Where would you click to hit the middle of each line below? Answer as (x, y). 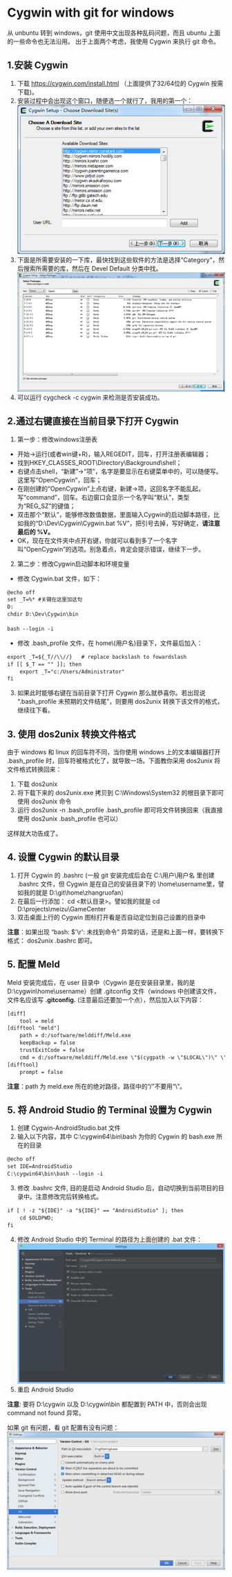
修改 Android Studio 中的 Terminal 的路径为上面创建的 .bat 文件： (109, 1239)
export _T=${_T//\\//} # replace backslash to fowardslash (97, 657)
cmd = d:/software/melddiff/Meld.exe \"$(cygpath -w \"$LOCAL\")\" (118, 1057)
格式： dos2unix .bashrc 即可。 (52, 940)
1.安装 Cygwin (38, 65)
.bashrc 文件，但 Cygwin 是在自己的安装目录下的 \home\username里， (118, 884)
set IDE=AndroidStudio (40, 1167)
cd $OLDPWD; (37, 1218)
